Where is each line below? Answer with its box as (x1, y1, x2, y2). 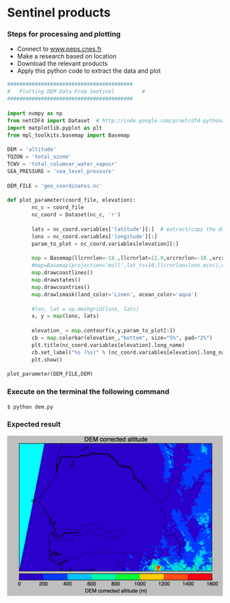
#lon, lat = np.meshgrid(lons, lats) (31, 306, 139, 312)
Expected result (7, 420, 61, 429)
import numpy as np (7, 110, 63, 117)
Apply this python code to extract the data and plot (16, 67, 161, 75)
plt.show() (31, 356, 63, 363)
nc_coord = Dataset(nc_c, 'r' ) (31, 212, 121, 218)
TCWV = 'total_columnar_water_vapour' (7, 161, 118, 168)
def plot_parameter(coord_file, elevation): (7, 197, 136, 204)
